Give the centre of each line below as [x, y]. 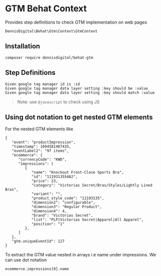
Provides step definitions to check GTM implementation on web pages [76, 22]
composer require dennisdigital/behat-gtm [49, 58]
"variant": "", [47, 194]
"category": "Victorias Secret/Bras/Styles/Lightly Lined [92, 185]
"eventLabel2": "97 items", [40, 151]
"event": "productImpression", [44, 142]
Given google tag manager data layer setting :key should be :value [77, 88]
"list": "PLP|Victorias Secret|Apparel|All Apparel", [87, 220]
